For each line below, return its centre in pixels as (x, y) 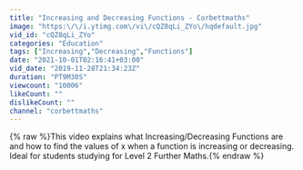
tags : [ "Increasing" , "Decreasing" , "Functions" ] (101, 52)
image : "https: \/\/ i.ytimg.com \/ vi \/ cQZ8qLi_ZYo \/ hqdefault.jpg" (136, 26)
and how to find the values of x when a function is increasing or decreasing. (152, 146)
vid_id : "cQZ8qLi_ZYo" (52, 35)
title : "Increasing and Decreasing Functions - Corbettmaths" (130, 18)
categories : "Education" (56, 43)
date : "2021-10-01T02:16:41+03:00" (77, 60)
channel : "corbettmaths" (56, 111)
